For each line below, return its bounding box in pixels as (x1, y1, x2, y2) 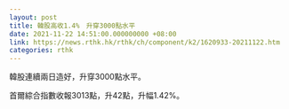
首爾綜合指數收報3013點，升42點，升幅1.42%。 (9, 90, 185, 101)
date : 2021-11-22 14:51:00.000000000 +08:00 (9, 29, 177, 38)
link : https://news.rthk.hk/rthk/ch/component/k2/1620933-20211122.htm (9, 37, 280, 47)
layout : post (9, 12, 58, 22)
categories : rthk (9, 46, 74, 55)
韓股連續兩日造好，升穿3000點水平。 (9, 72, 147, 82)
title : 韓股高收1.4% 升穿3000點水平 (9, 21, 136, 30)
